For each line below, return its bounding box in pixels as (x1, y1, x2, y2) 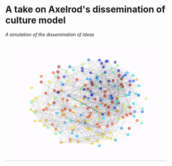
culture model (5, 14, 66, 26)
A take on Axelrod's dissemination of (5, 4, 165, 15)
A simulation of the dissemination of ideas (5, 31, 95, 37)
